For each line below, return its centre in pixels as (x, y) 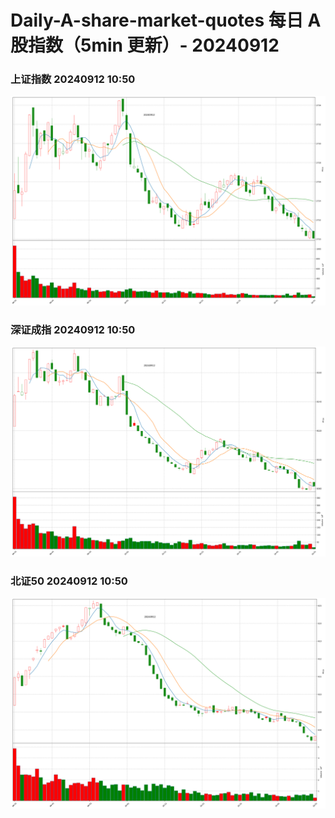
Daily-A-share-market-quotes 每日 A (166, 20)
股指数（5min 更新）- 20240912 (145, 45)
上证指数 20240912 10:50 (73, 79)
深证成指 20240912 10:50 (73, 330)
